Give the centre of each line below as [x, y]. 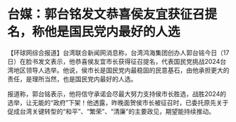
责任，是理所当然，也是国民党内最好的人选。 [72, 79]
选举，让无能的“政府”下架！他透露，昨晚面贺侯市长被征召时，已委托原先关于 [118, 102]
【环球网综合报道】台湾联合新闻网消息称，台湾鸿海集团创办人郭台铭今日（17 [118, 53]
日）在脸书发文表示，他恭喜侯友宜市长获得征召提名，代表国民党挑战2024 [114, 61]
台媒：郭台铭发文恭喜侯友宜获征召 [106, 14]
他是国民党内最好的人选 [113, 32]
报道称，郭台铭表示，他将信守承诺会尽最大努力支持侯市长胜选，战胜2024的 [117, 94]
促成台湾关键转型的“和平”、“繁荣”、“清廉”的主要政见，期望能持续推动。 [111, 111]
